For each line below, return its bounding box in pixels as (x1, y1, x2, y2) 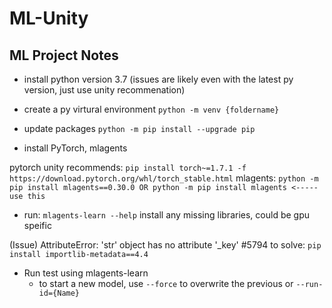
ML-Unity (9, 7, 89, 30)
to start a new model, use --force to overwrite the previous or (38, 278, 294, 289)
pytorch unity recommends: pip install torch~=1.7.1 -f (9, 162, 247, 173)
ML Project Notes (9, 47, 119, 64)
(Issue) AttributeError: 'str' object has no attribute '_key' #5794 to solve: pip (9, 239, 322, 251)
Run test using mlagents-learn (23, 267, 149, 279)
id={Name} (38, 288, 81, 298)
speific (23, 220, 52, 231)
